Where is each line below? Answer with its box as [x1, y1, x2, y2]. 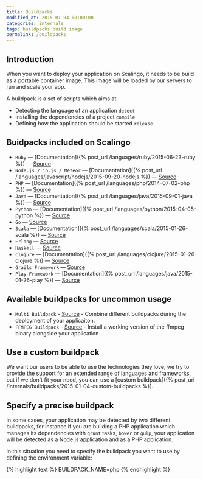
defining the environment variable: [6, 454, 92, 461]
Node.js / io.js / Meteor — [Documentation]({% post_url [15, 166, 162, 173]
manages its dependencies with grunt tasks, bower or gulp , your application [6, 430, 195, 437]
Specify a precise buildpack [6, 400, 114, 411]
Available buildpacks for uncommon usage [6, 294, 172, 304]
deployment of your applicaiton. [15, 316, 95, 324]
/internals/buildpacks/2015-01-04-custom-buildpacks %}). [6, 383, 154, 390]
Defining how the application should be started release [15, 119, 153, 127]
